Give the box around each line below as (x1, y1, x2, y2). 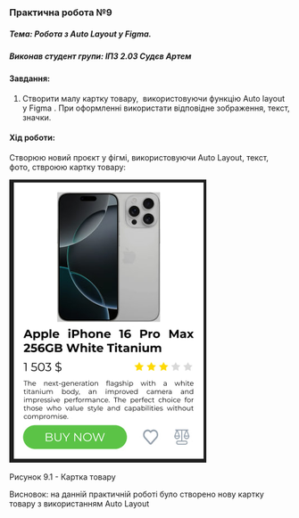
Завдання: (9, 73, 51, 84)
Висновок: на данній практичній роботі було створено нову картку (9, 489, 265, 500)
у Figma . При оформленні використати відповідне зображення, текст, (21, 103, 290, 113)
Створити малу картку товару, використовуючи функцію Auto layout (21, 93, 286, 103)
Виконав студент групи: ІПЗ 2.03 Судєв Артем (9, 51, 192, 62)
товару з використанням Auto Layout (9, 498, 150, 509)
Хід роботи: (9, 132, 55, 144)
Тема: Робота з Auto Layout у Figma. (9, 29, 152, 39)
